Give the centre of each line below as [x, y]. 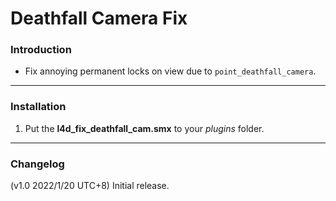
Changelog [37, 164]
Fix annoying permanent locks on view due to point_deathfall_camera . [170, 71]
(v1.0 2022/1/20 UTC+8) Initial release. [90, 186]
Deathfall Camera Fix [99, 18]
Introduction [41, 50]
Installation [38, 107]
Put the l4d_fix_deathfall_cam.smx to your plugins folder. [144, 128]
